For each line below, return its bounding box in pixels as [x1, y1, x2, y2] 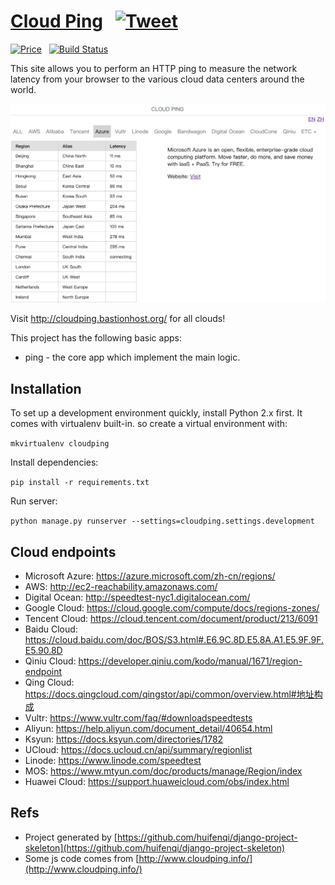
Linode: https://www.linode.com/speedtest [24, 755, 202, 766]
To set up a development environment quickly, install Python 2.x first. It [10, 407, 303, 419]
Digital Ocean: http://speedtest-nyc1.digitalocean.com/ [24, 591, 251, 603]
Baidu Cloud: [24, 623, 78, 635]
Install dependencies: [10, 456, 99, 469]
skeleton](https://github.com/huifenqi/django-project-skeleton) [24, 841, 286, 854]
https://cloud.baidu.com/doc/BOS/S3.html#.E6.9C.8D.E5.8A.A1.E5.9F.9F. [24, 634, 325, 645]
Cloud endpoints [10, 543, 117, 560]
